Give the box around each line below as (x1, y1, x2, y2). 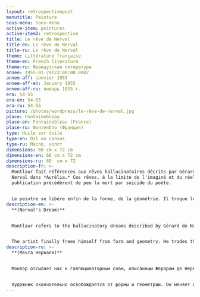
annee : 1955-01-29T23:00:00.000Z (6, 69, 89, 75)
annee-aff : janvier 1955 (6, 75, 68, 81)
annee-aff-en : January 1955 (6, 81, 76, 87)
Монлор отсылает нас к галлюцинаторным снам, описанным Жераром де (11, 266, 183, 271)
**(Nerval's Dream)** (11, 207, 65, 213)
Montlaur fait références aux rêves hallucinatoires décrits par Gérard (11, 169, 196, 175)
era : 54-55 (6, 91, 33, 97)
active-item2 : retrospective (6, 31, 79, 37)
